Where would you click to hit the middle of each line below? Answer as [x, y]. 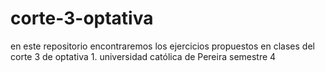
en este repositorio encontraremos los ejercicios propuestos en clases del [162, 46]
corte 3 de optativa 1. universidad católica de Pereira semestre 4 [143, 56]
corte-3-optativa [82, 18]
